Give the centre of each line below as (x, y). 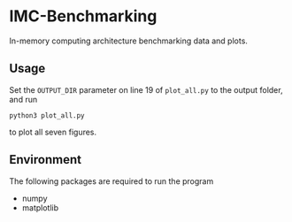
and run (23, 99)
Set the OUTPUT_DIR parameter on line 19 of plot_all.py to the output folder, (146, 89)
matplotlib (40, 207)
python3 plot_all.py (47, 115)
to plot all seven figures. (53, 132)
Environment (46, 160)
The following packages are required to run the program (111, 181)
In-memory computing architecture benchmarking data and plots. (128, 41)
